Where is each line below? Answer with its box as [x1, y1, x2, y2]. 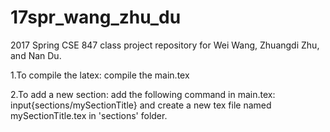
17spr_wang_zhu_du [10, 6, 182, 29]
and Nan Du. [10, 49, 62, 61]
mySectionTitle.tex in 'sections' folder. [10, 109, 168, 121]
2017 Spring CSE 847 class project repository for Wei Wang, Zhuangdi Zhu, [10, 39, 320, 51]
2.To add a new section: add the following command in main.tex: [10, 88, 276, 100]
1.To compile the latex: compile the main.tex [10, 69, 190, 81]
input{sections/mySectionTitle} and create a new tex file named [10, 99, 272, 111]
